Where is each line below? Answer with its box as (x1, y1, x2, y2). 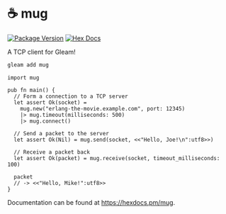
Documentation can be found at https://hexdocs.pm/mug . (7, 198, 176, 206)
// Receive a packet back (13, 148, 91, 156)
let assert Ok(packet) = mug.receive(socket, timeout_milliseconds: (13, 154, 220, 162)
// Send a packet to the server (13, 130, 110, 137)
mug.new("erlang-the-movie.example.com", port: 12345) (20, 105, 186, 112)
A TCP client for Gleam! (7, 47, 76, 56)
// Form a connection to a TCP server (13, 93, 129, 100)
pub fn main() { (7, 86, 55, 94)
